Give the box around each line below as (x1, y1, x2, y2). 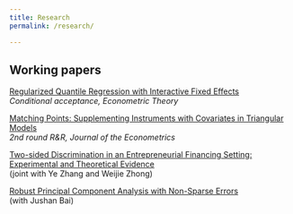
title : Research (9, 13, 70, 22)
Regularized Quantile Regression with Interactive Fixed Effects (9, 86, 240, 97)
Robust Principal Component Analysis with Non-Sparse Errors (9, 185, 239, 197)
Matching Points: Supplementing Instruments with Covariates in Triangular (9, 113, 284, 124)
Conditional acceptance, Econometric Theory (9, 96, 179, 107)
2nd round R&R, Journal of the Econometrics (9, 132, 175, 143)
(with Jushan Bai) (9, 195, 75, 206)
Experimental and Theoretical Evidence (9, 158, 155, 170)
